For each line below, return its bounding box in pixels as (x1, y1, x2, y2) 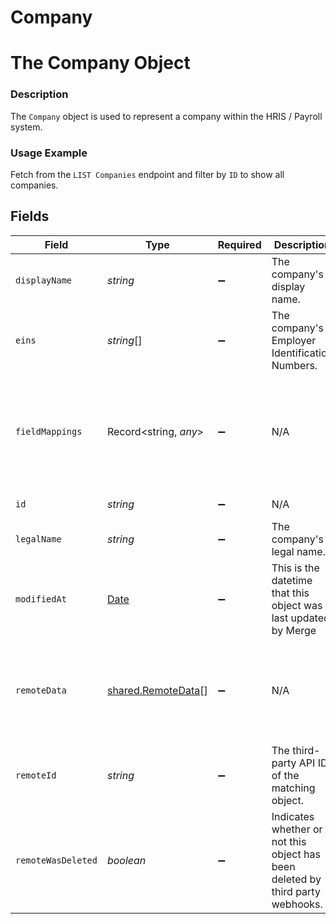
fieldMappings (15, 426, 83, 437)
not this (271, 834, 307, 848)
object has (271, 847, 321, 861)
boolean (106, 853, 147, 867)
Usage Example (10, 146, 88, 160)
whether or (271, 822, 323, 836)
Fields (10, 208, 50, 225)
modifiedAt (15, 593, 67, 605)
